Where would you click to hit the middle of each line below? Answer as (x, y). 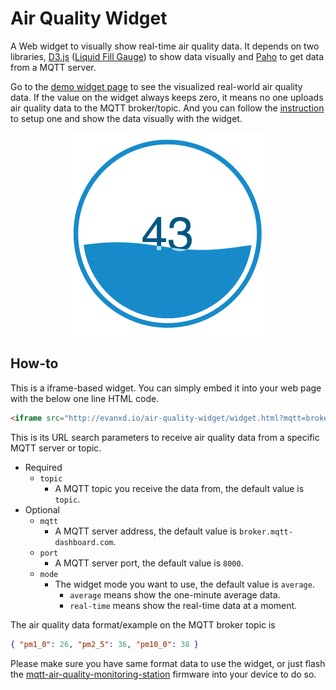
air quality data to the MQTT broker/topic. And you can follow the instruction (167, 108)
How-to (34, 363)
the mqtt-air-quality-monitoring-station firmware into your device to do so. (163, 674)
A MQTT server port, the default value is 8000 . (149, 563)
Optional (42, 509)
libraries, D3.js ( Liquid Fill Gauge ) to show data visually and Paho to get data (167, 56)
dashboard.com (84, 542)
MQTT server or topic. (56, 448)
